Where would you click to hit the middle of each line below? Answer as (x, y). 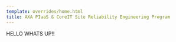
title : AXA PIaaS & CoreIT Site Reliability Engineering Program (88, 17)
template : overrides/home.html (45, 11)
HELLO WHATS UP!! (30, 33)
